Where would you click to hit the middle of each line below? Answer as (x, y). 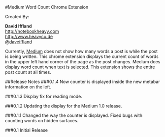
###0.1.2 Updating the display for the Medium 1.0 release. (64, 106)
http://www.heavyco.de (29, 37)
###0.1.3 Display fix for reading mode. (44, 96)
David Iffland (18, 26)
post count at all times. (28, 72)
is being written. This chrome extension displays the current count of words (82, 56)
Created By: (17, 16)
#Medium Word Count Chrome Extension (47, 7)
